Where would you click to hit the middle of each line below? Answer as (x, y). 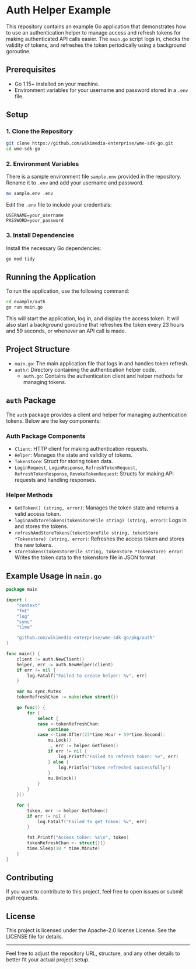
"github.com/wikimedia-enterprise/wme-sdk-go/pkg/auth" (86, 638)
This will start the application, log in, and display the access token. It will (93, 319)
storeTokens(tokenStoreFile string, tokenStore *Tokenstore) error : (99, 552)
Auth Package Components (46, 436)
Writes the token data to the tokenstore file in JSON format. (86, 557)
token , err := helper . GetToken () (68, 811)
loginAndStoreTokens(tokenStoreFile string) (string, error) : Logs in (100, 520)
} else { (58, 762)
